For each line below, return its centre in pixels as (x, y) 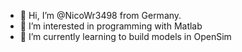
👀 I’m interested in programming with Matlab (111, 26)
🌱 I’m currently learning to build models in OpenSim (125, 36)
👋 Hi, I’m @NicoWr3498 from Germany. (100, 15)
